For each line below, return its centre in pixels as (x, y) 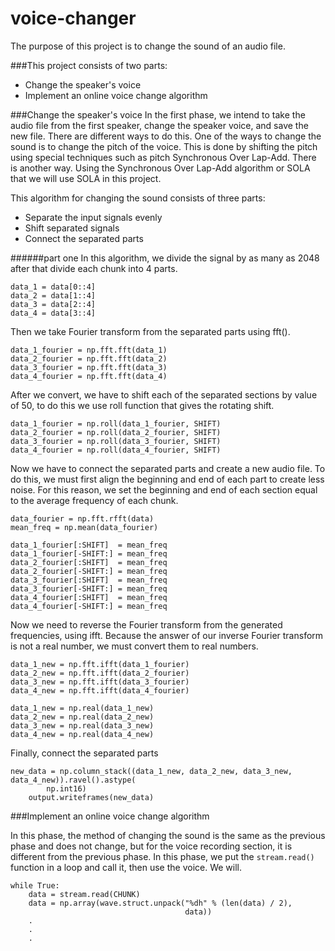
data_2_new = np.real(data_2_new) (82, 717)
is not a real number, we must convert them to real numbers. (134, 646)
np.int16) (66, 788)
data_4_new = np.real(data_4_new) (82, 734)
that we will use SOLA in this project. (86, 178)
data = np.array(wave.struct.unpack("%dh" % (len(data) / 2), (160, 903)
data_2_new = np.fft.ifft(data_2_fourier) (100, 673)
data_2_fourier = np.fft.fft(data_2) (89, 358)
